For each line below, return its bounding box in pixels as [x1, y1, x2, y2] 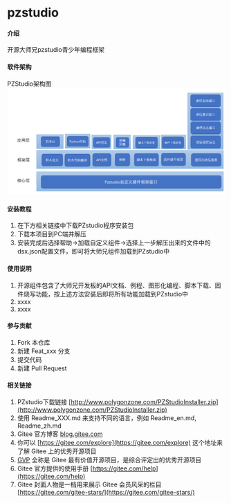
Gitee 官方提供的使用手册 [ [17, 464, 93, 473]
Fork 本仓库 [17, 338, 50, 346]
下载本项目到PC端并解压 [17, 230, 86, 238]
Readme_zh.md [17, 421, 62, 430]
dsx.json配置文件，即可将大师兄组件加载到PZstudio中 [17, 247, 170, 256]
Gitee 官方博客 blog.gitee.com [17, 430, 103, 438]
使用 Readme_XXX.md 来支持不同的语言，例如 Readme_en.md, [17, 413, 197, 422]
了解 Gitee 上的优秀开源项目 [17, 447, 97, 455]
